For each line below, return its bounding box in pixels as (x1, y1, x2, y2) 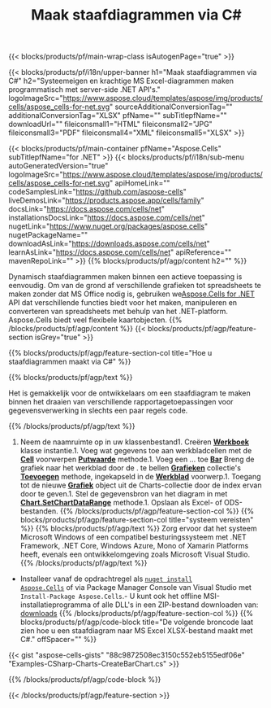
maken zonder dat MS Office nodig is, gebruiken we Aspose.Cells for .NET (8, 289, 256, 299)
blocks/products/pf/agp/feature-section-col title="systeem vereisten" (19, 515, 254, 525)
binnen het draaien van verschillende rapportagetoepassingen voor (8, 397, 234, 407)
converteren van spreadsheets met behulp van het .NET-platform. (8, 307, 229, 317)
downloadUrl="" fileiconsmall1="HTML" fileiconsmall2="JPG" (8, 120, 213, 129)
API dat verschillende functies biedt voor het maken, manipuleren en (8, 298, 238, 308)
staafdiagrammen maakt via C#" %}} (8, 356, 131, 367)
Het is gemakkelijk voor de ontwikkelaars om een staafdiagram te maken (8, 388, 252, 398)
